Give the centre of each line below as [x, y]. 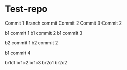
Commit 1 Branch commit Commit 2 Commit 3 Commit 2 [63, 23]
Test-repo [26, 9]
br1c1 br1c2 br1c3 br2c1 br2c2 [36, 62]
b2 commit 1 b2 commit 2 [31, 43]
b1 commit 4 [18, 53]
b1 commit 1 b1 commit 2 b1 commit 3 [44, 33]
